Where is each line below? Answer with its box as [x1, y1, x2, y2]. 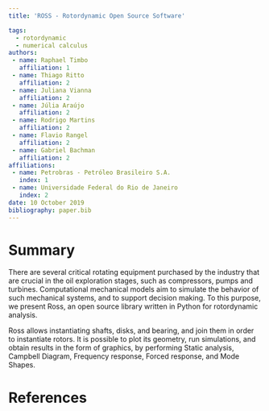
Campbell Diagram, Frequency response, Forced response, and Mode [8, 351, 240, 361]
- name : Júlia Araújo [11, 102, 85, 110]
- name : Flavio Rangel [11, 131, 89, 139]
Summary [8, 241, 75, 259]
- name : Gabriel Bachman [11, 146, 95, 154]
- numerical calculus [15, 41, 89, 49]
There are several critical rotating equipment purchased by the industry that [8, 268, 260, 277]
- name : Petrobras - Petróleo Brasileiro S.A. [11, 168, 172, 177]
